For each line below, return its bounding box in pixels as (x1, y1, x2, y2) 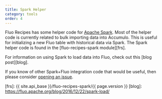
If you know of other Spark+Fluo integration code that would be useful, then (5, 69, 156, 75)
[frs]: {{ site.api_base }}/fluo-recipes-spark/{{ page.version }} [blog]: (5, 83, 142, 89)
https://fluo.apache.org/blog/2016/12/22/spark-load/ (5, 88, 110, 95)
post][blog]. (5, 59, 29, 66)
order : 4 (5, 16, 23, 21)
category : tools (5, 12, 38, 16)
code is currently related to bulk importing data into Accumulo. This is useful (5, 34, 157, 40)
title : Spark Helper (5, 7, 47, 12)
